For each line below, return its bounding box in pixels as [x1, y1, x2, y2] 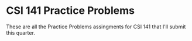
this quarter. [6, 29, 35, 36]
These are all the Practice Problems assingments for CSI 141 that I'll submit [6, 23, 186, 30]
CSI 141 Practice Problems [6, 4, 135, 17]
